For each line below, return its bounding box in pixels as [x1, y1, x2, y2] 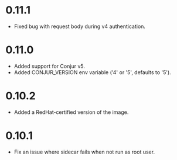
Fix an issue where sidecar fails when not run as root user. [13, 148, 155, 155]
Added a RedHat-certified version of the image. [13, 109, 129, 116]
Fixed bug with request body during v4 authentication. [13, 23, 146, 30]
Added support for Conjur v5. [13, 62, 86, 69]
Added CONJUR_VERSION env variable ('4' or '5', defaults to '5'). [13, 68, 171, 76]
